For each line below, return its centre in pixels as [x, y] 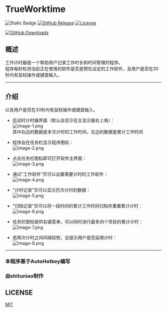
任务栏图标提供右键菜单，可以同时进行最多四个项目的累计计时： [78, 221]
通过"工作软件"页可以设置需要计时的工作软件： [60, 174]
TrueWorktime [36, 9]
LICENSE [19, 292]
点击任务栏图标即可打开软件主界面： [49, 158]
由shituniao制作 [24, 276]
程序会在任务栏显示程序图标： [43, 142]
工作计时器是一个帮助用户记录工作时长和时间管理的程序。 [64, 62]
